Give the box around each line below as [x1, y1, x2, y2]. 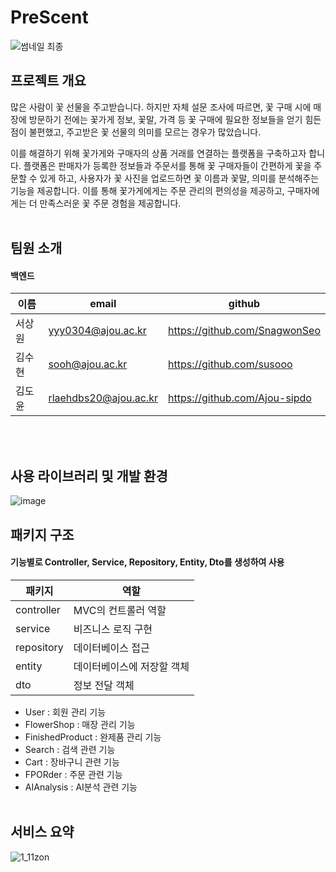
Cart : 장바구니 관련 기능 [24, 756, 120, 768]
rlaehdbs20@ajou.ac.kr [48, 391, 158, 405]
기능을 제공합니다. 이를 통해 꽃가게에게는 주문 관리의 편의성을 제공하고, [10, 184, 285, 196]
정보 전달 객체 [73, 678, 135, 692]
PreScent [10, 6, 89, 29]
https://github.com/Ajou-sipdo [167, 391, 312, 405]
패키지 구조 [10, 526, 75, 543]
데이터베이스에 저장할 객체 [73, 659, 190, 673]
